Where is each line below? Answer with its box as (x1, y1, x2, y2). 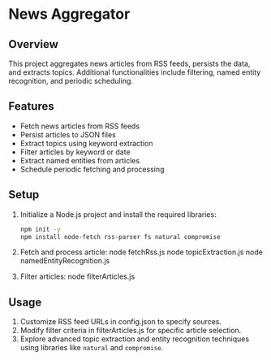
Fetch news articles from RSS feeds (19, 121, 140, 131)
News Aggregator (8, 5, 131, 24)
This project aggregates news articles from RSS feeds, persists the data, (8, 59, 251, 68)
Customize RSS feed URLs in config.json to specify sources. (19, 317, 222, 327)
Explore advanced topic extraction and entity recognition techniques (19, 334, 250, 344)
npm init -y (19, 225, 61, 233)
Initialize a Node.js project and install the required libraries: (19, 209, 217, 219)
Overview (8, 37, 59, 51)
